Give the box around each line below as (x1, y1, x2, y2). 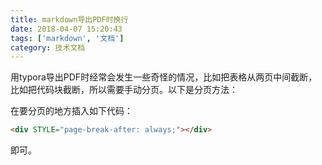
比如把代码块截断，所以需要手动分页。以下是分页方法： (10, 84, 238, 96)
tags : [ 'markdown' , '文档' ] (10, 33, 125, 43)
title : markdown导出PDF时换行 (10, 14, 129, 25)
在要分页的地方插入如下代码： (10, 105, 133, 117)
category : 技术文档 (10, 42, 86, 53)
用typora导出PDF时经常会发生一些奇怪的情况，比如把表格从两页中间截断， (10, 71, 318, 83)
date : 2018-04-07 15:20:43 (10, 24, 123, 34)
